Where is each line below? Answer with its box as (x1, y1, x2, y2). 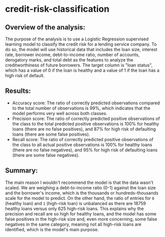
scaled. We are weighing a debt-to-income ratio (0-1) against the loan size (5, 184, 156, 190)
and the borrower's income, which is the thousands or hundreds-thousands (5, 190, 159, 196)
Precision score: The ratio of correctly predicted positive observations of (12, 116, 160, 121)
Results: (5, 87, 31, 95)
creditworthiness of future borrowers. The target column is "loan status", (5, 62, 153, 68)
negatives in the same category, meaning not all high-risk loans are (5, 221, 142, 227)
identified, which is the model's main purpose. (5, 226, 99, 232)
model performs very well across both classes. (12, 110, 107, 116)
